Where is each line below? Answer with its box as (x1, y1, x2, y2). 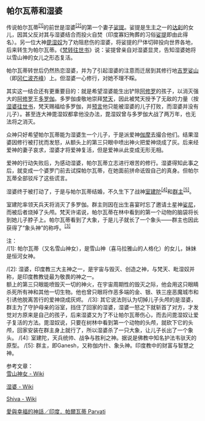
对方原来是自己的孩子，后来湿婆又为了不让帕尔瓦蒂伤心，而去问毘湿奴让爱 (11, 311, 199, 318)
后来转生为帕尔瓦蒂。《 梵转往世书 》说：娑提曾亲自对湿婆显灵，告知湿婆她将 (6, 46, 196, 54)
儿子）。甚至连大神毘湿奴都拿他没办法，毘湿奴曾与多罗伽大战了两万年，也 (6, 111, 191, 118)
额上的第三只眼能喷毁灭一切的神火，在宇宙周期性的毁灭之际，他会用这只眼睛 (6, 280, 199, 288)
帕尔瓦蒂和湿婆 (6, 5, 63, 16)
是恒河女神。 (6, 252, 38, 260)
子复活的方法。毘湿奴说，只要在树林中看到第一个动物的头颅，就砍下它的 (6, 318, 188, 326)
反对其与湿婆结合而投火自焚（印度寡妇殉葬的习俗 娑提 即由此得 (32, 31, 188, 38)
